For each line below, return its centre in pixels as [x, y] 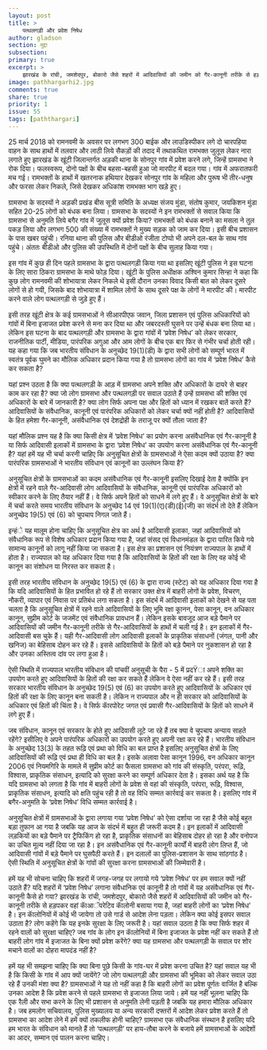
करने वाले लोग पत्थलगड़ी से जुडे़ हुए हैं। [57, 298]
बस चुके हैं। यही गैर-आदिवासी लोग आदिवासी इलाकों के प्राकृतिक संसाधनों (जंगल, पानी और [145, 636]
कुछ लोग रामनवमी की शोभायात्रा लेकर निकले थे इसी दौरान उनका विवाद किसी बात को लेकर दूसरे [127, 281]
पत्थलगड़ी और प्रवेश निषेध [52, 30]
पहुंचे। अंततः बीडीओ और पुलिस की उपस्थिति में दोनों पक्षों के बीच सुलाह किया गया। [110, 247]
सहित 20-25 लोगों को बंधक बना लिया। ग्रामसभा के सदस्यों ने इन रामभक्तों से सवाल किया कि [124, 211]
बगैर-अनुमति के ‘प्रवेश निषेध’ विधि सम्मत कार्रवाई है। [73, 802]
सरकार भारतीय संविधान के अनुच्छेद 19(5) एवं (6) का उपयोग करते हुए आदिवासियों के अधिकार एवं [130, 687]
